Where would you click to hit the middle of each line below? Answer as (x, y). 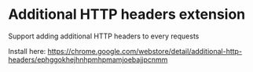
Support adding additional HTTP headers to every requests (104, 36)
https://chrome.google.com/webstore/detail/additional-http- (145, 51)
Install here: (27, 51)
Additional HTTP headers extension (127, 14)
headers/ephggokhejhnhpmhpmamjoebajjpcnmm (88, 59)
